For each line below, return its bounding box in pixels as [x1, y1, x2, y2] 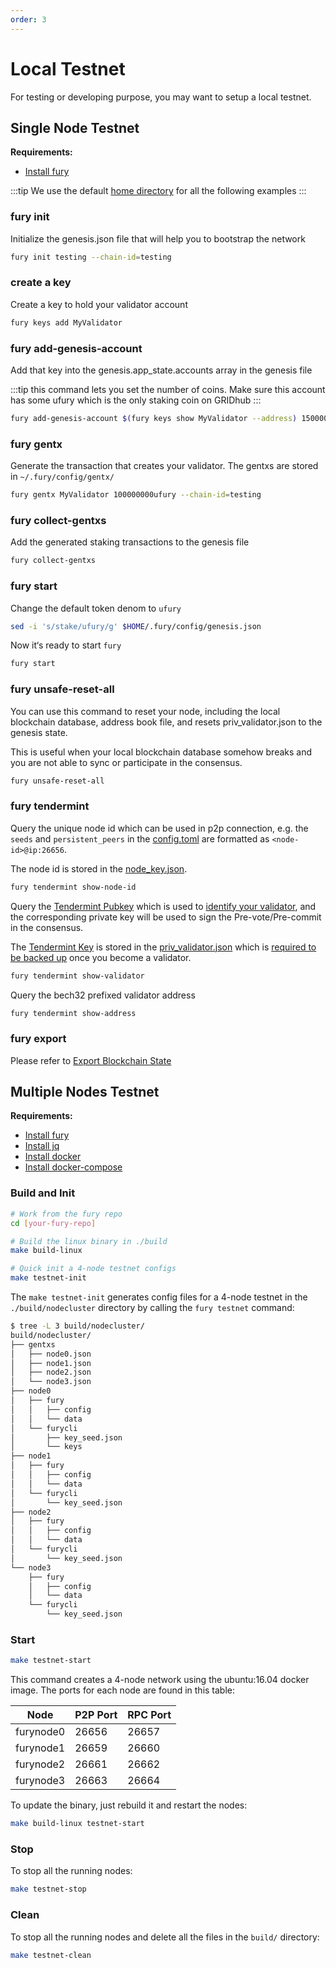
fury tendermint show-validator [10, 971, 145, 981]
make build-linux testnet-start [10, 1819, 145, 1829]
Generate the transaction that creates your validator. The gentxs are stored [10, 460, 319, 472]
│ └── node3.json [10, 1377, 92, 1387]
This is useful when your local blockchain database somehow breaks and [10, 746, 313, 758]
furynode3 [15, 1774, 66, 1788]
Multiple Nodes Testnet [10, 1084, 160, 1101]
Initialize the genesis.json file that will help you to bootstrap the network [10, 232, 306, 245]
